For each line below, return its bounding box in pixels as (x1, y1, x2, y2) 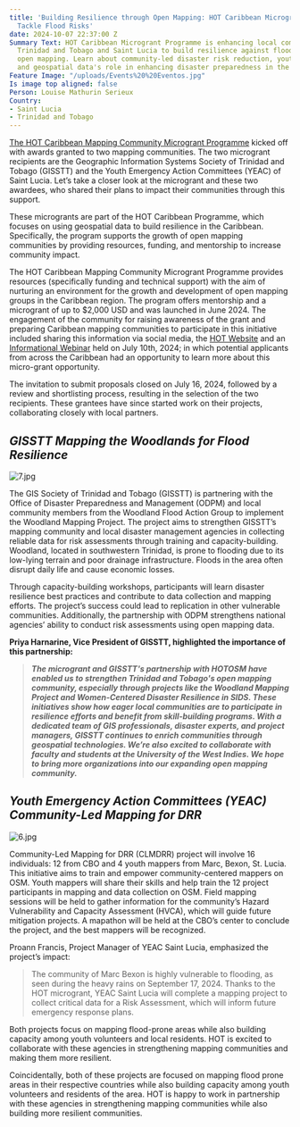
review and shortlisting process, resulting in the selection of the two (9, 388, 259, 399)
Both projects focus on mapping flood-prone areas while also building (9, 1023, 266, 1034)
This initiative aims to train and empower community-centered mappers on (9, 867, 284, 878)
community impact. (9, 249, 80, 260)
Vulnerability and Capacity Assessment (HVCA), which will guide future (9, 906, 271, 916)
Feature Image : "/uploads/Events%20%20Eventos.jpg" (9, 71, 205, 80)
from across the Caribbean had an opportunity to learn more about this (9, 352, 271, 363)
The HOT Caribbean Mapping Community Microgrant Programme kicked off (9, 138, 288, 148)
